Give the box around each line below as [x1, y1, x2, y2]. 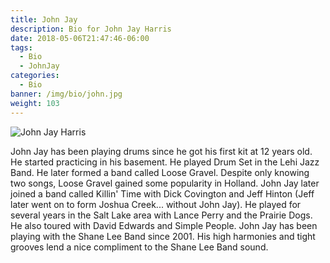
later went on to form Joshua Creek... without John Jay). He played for [10, 198, 302, 210]
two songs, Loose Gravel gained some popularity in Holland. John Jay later [10, 177, 320, 189]
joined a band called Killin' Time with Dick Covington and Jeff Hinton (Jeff [10, 187, 315, 200]
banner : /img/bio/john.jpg [10, 89, 123, 99]
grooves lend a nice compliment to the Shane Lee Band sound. [10, 241, 269, 253]
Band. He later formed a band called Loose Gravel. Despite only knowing [10, 166, 310, 178]
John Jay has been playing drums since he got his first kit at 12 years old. [10, 145, 313, 157]
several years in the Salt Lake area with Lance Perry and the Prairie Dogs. [10, 209, 313, 221]
